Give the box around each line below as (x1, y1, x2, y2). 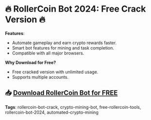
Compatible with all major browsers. (12, 50, 84, 56)
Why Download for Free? (5, 59, 56, 65)
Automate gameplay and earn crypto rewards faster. (12, 40, 117, 46)
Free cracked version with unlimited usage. (12, 69, 99, 75)
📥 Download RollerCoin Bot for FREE (5, 89, 118, 97)
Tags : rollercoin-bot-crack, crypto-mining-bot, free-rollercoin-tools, (5, 104, 141, 110)
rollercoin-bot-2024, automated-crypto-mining (5, 109, 99, 115)
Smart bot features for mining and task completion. (12, 45, 114, 51)
